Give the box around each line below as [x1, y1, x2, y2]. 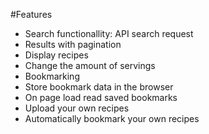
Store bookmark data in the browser [24, 81, 174, 93]
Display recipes [24, 49, 89, 61]
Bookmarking [24, 70, 80, 82]
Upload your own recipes [24, 102, 130, 114]
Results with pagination [24, 39, 122, 50]
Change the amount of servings [24, 60, 156, 71]
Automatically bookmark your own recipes [24, 113, 200, 124]
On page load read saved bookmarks [24, 92, 178, 103]
